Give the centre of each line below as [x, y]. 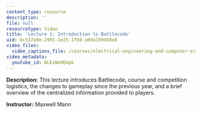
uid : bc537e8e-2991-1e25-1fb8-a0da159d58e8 [62, 40]
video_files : [23, 46]
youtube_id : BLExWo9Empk [43, 62]
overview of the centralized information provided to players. [81, 92]
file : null [20, 23]
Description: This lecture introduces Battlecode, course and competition [97, 80]
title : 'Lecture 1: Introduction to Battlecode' [69, 34]
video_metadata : [27, 57]
